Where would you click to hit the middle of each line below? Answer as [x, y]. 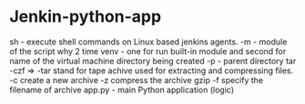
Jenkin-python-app [86, 17]
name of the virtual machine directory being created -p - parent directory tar [153, 61]
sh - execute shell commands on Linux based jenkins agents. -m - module [148, 42]
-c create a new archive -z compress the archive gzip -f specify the [137, 80]
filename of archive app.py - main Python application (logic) [122, 90]
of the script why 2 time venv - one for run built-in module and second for [148, 51]
